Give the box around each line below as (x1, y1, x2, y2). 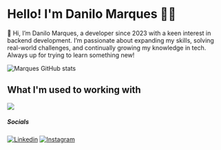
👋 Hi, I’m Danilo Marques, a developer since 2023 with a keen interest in (7, 29, 211, 37)
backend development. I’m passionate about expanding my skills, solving (7, 36, 215, 44)
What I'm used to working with (7, 84, 141, 96)
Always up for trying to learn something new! (7, 51, 135, 59)
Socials (7, 118, 30, 126)
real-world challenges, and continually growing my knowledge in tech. (7, 43, 207, 52)
